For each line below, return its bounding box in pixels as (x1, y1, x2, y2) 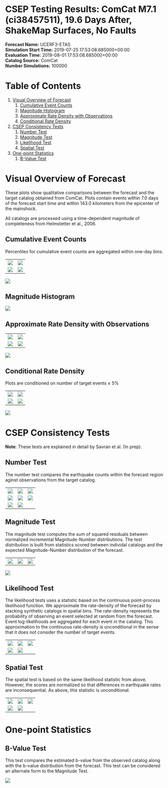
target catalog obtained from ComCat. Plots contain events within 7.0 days (5, 194, 159, 201)
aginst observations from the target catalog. (5, 477, 96, 483)
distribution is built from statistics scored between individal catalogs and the (5, 541, 163, 547)
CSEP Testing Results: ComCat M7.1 (5, 4, 156, 15)
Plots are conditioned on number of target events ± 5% (5, 380, 119, 386)
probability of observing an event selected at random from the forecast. (5, 613, 153, 620)
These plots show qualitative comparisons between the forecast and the (5, 189, 154, 195)
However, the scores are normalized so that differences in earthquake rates (5, 682, 161, 688)
